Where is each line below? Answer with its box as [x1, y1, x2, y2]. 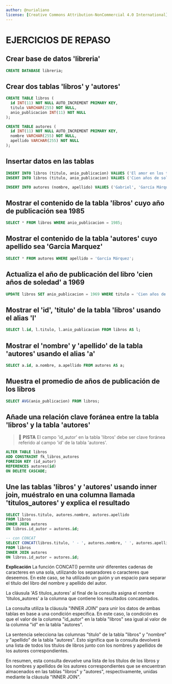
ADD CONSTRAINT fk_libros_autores [6, 454, 80, 460]
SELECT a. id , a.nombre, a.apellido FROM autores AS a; [6, 363, 125, 368]
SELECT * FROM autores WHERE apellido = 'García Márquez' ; [6, 256, 134, 261]
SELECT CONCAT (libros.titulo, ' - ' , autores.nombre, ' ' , [6, 540, 134, 546]
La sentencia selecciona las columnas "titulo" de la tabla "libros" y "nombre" [6, 631, 166, 638]
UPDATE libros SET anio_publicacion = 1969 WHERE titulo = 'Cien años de [6, 292, 166, 297]
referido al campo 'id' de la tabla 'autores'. [18, 440, 108, 446]
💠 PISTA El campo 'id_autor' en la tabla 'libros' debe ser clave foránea [18, 434, 165, 440]
